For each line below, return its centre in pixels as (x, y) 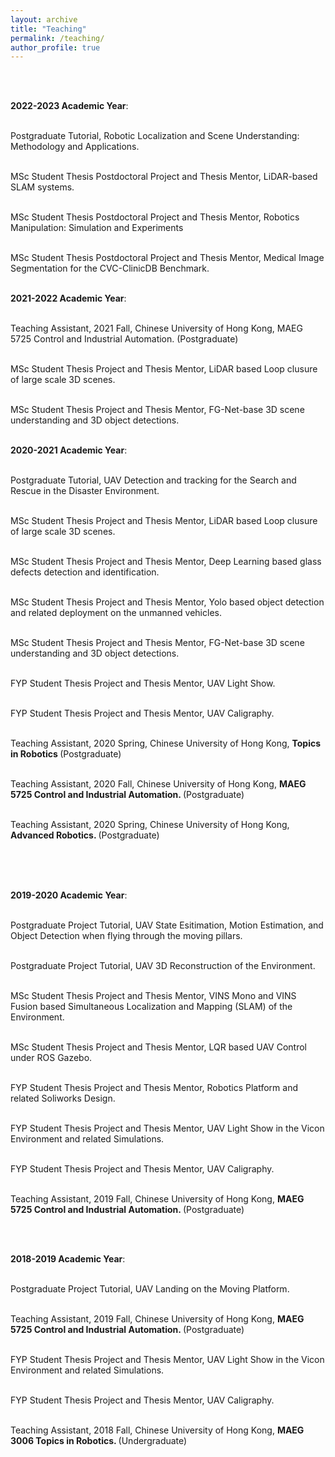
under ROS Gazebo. (51, 1058)
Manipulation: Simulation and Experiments (97, 228)
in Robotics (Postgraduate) (66, 754)
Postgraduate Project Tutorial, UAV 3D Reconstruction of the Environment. (163, 966)
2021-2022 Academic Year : (68, 298)
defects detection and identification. (85, 572)
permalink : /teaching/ (57, 38)
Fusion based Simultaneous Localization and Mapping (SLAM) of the (151, 1007)
